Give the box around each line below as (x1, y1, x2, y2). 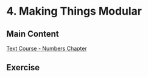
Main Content (6, 29, 59, 39)
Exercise (6, 62, 40, 73)
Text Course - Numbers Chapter (6, 45, 87, 52)
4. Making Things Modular (6, 4, 142, 18)
